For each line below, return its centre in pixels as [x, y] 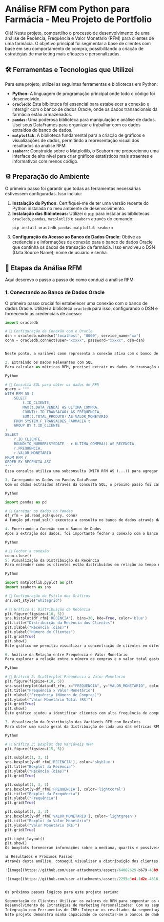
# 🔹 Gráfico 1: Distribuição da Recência [48, 609]
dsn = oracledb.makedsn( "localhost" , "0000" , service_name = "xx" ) [73, 336]
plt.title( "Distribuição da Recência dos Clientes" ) [60, 623]
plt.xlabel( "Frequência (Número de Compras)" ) [53, 695]
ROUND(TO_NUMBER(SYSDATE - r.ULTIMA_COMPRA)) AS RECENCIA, [75, 444]
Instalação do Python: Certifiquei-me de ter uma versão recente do [80, 203]
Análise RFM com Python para [68, 9]
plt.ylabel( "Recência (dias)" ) [37, 771]
